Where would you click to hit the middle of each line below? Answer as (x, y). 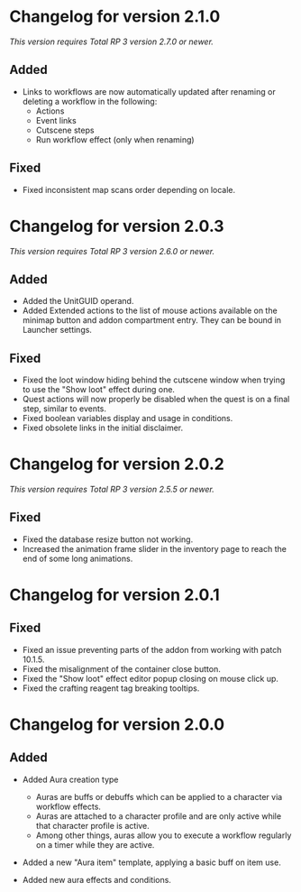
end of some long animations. (78, 558)
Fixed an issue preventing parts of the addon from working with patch (152, 649)
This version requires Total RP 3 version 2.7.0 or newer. (112, 41)
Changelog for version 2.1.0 (115, 17)
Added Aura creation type (70, 779)
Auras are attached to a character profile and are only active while (159, 816)
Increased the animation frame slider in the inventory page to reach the (154, 548)
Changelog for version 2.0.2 (117, 464)
